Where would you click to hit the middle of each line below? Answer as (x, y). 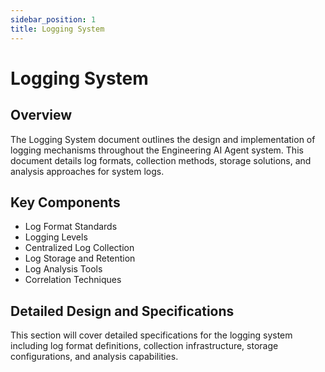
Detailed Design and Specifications (122, 311)
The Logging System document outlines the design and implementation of (163, 139)
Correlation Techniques (73, 280)
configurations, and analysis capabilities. (94, 357)
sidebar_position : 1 (53, 19)
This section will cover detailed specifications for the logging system (151, 335)
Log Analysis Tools (63, 269)
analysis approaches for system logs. (87, 171)
